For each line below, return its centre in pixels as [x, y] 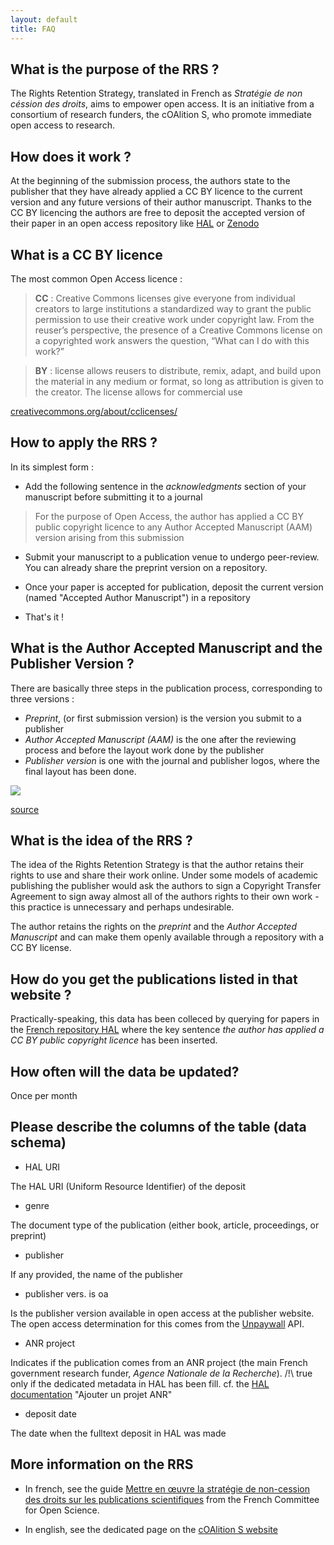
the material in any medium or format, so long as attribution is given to [179, 381]
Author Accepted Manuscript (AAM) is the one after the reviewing [160, 739]
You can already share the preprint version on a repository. [146, 567]
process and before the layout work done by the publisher [144, 750]
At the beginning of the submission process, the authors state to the [150, 181]
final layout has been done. [80, 771]
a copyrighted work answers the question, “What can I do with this [172, 340]
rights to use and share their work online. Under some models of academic [164, 875]
